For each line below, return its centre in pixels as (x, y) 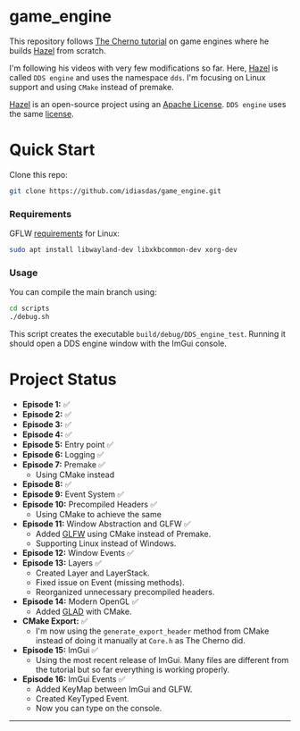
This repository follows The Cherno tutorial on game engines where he (139, 41)
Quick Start (52, 150)
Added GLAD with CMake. (83, 611)
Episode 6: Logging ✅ (63, 454)
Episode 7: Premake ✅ (63, 464)
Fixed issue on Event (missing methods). (110, 582)
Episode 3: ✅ (47, 424)
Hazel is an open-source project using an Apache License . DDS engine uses (148, 104)
